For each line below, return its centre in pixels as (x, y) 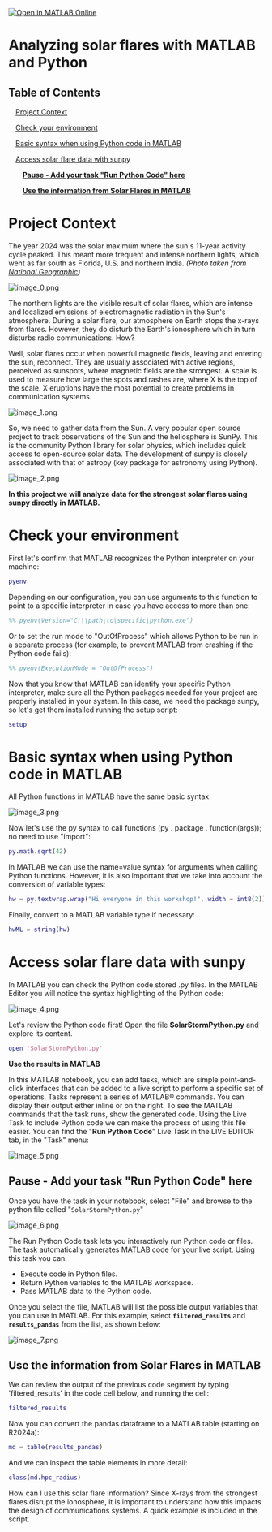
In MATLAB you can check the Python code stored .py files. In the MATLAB (134, 984)
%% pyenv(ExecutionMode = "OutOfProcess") (81, 668)
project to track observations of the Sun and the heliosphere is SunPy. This (134, 436)
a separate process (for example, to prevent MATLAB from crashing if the (131, 645)
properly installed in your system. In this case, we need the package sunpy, (134, 701)
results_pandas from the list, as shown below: (85, 1324)
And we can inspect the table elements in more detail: (98, 1463)
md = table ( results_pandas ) (56, 1448)
